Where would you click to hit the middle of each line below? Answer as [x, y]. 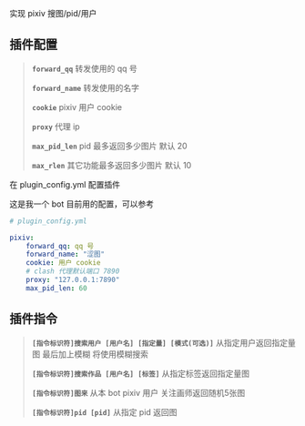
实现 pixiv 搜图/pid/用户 [53, 13]
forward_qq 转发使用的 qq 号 [85, 68]
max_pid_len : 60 [57, 288]
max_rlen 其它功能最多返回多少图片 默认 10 [112, 165]
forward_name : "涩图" [65, 254]
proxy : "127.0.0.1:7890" [73, 280]
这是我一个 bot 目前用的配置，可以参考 [82, 204]
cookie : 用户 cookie [63, 263]
